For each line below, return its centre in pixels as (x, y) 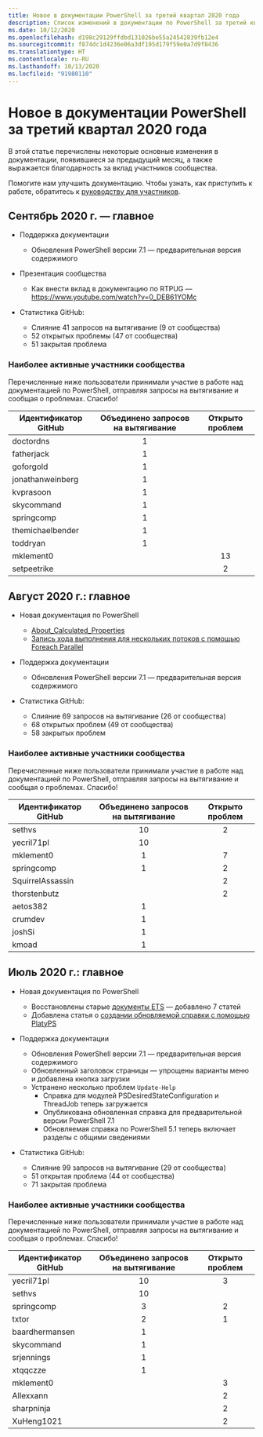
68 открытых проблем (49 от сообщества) (102, 725)
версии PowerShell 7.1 (79, 1121)
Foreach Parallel (57, 647)
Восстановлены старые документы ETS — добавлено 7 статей (136, 1007)
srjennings (31, 1357)
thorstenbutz (36, 894)
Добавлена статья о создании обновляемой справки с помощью (141, 1015)
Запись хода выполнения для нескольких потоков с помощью (135, 639)
